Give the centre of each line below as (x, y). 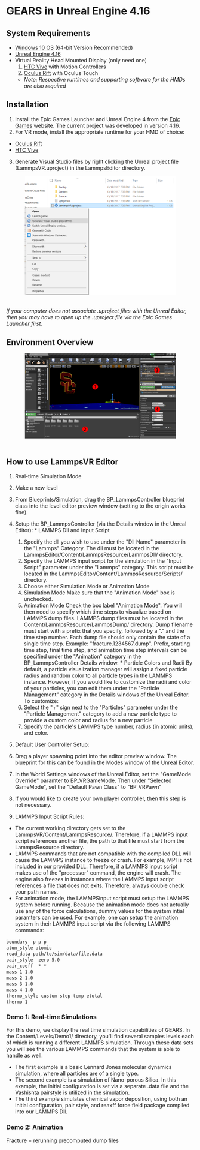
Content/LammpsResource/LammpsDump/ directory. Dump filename (108, 624)
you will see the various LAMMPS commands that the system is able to (93, 1049)
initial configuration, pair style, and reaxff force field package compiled (102, 1106)
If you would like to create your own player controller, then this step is (100, 798)
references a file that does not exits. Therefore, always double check (99, 885)
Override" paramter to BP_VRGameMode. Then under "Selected (93, 780)
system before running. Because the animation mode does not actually (102, 905)
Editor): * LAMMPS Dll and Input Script (62, 530)
